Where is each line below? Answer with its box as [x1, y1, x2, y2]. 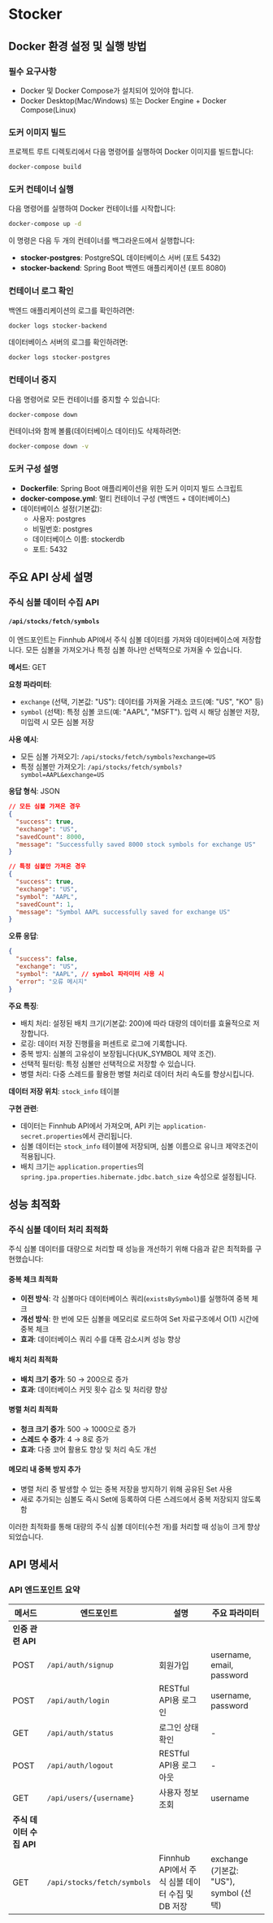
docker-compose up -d [8, 220, 82, 228]
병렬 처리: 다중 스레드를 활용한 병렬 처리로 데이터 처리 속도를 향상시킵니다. [19, 1069, 254, 1079]
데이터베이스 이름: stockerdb [32, 534, 125, 544]
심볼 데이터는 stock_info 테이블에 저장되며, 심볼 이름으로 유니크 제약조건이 [19, 1141, 258, 1151]
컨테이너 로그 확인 [8, 285, 75, 297]
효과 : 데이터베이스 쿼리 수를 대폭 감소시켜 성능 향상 [19, 1335, 181, 1344]
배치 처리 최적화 [8, 1354, 58, 1364]
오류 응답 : [8, 931, 39, 941]
